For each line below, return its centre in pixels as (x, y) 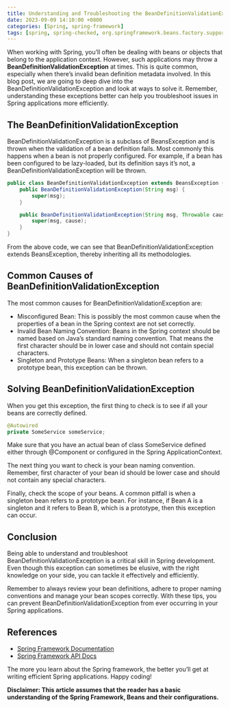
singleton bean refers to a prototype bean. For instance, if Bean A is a (105, 501)
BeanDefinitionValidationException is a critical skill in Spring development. (111, 561)
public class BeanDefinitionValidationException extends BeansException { (116, 183)
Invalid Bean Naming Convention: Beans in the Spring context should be (118, 331)
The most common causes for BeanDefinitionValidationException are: (105, 303)
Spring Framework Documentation (65, 649)
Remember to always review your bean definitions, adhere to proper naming (114, 589)
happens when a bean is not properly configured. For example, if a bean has (115, 156)
